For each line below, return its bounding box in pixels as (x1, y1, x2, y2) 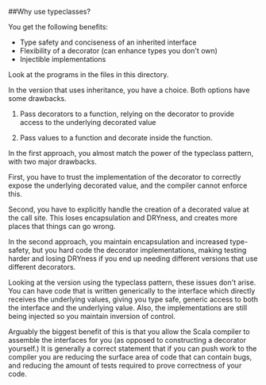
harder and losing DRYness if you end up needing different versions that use (8, 254, 258, 263)
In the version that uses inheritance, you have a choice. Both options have (8, 85, 250, 95)
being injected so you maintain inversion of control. (8, 312, 176, 321)
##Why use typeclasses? (8, 7, 91, 16)
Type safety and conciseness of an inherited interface (19, 37, 197, 47)
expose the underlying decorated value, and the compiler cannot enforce (8, 181, 248, 190)
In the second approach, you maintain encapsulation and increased (8, 237, 229, 246)
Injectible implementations (19, 55, 106, 64)
